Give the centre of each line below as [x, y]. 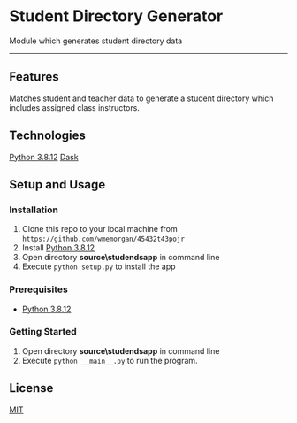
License [31, 388]
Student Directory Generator [116, 16]
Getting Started [43, 332]
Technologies [48, 136]
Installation [34, 210]
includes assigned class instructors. [74, 107]
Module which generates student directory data [96, 41]
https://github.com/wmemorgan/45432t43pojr [103, 239]
